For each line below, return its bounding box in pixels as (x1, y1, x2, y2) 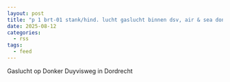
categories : (7, 29, 41, 36)
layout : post (7, 10, 44, 17)
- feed (13, 49, 32, 55)
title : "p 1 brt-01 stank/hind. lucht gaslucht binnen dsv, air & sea (7, 16, 213, 23)
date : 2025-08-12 (7, 23, 57, 29)
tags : (7, 42, 23, 49)
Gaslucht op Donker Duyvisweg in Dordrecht (7, 66, 133, 75)
